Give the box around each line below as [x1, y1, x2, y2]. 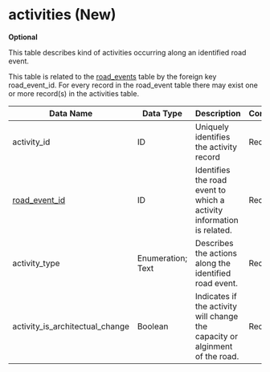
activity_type [12, 257, 60, 269]
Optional [8, 32, 38, 42]
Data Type [141, 107, 182, 119]
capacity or [194, 330, 239, 342]
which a [194, 194, 225, 205]
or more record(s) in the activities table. [8, 88, 139, 98]
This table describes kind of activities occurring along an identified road [8, 47, 247, 57]
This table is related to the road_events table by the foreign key [8, 71, 217, 81]
